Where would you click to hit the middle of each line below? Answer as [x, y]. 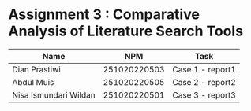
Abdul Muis [33, 82]
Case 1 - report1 [204, 69]
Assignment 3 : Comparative [104, 15]
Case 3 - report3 [204, 94]
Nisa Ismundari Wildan [54, 94]
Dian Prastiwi [36, 69]
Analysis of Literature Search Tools [126, 31]
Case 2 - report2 [204, 82]
